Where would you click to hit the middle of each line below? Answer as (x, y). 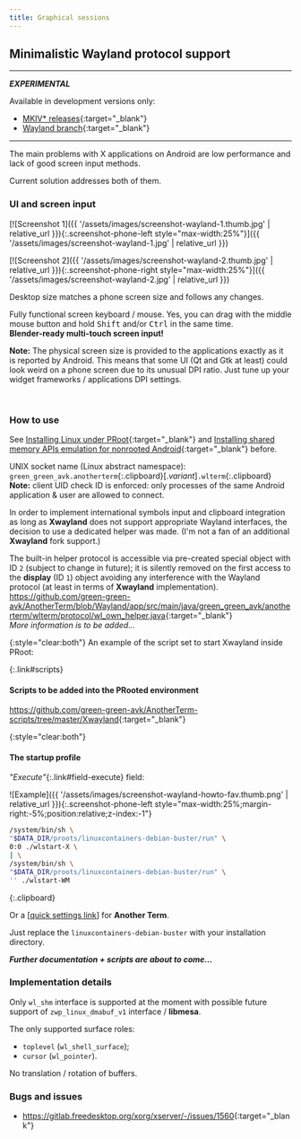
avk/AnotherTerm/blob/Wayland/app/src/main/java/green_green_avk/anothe (150, 606)
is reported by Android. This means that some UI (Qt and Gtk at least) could (149, 360)
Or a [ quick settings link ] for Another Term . (90, 915)
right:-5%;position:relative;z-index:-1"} (81, 814)
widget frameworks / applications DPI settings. (95, 379)
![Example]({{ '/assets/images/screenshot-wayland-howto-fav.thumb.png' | (149, 794)
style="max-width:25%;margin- (213, 804)
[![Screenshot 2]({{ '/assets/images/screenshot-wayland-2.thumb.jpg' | (141, 260)
